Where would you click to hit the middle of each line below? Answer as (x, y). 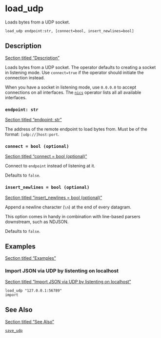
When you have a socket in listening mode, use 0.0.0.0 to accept (71, 87)
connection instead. (25, 78)
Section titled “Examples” (30, 258)
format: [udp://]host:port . (32, 135)
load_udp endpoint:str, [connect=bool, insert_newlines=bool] (70, 31)
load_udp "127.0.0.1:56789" (34, 291)
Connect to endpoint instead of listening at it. (50, 166)
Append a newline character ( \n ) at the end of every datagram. (68, 207)
